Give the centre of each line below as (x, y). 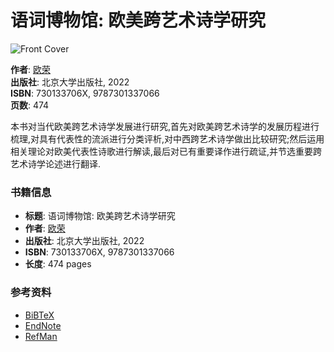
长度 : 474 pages (58, 264)
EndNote (43, 325)
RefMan (41, 336)
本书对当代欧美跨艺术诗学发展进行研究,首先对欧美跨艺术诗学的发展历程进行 (165, 126)
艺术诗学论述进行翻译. (56, 163)
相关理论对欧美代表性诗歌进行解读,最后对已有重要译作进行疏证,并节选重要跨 (166, 151)
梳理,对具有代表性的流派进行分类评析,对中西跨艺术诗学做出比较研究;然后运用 (167, 138)
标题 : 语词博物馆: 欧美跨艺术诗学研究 (100, 216)
